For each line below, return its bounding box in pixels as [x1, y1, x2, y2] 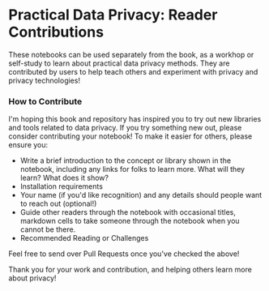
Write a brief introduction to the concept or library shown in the [19, 156, 232, 165]
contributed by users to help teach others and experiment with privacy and [8, 66, 258, 76]
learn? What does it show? [19, 173, 109, 183]
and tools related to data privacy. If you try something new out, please [8, 123, 242, 133]
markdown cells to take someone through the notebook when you [19, 216, 241, 226]
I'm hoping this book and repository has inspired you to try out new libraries [8, 114, 262, 124]
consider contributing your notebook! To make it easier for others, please [8, 131, 253, 141]
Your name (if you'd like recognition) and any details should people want [19, 190, 263, 200]
